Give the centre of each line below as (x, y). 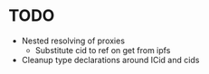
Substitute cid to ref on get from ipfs (103, 50)
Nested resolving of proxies (73, 41)
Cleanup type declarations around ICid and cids (110, 60)
